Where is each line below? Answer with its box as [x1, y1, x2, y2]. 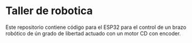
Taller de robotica [5, 4, 93, 18]
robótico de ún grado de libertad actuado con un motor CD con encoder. [5, 29, 181, 37]
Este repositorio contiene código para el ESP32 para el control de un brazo [5, 24, 187, 31]
